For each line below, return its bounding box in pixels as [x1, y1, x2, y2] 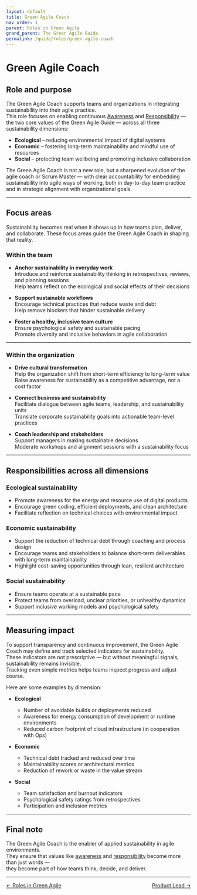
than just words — [6, 859, 50, 866]
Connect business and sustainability [14, 395, 106, 402]
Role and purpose [6, 85, 72, 95]
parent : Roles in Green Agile [6, 25, 80, 31]
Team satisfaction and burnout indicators [23, 789, 123, 797]
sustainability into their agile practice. [6, 106, 97, 113]
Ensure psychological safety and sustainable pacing [14, 325, 141, 332]
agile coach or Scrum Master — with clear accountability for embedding [6, 173, 180, 180]
